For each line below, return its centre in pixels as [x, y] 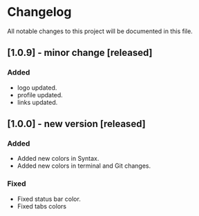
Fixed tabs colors [42, 206]
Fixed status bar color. [49, 199]
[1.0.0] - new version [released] [77, 124]
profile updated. [40, 95]
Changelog [39, 12]
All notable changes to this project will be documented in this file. [100, 31]
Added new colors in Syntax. [58, 159]
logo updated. [37, 88]
